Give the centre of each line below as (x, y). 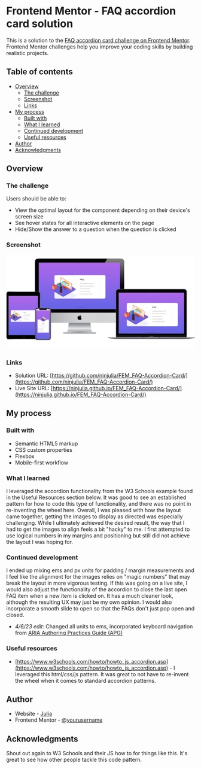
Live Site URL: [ (34, 388)
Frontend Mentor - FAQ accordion (91, 11)
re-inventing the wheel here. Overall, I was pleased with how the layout (94, 510)
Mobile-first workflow (42, 463)
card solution (40, 24)
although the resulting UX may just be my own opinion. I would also (89, 602)
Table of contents (39, 72)
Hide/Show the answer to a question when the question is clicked (95, 229)
